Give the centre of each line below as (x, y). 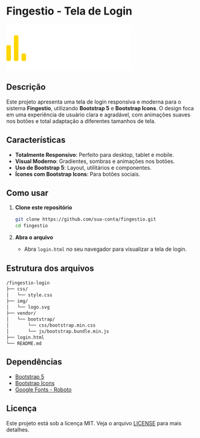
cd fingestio (31, 226)
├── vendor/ (21, 313)
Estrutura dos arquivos (50, 268)
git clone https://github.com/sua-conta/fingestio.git (85, 219)
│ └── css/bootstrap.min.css (51, 325)
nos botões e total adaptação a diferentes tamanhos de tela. (81, 121)
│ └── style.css (29, 295)
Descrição (26, 87)
